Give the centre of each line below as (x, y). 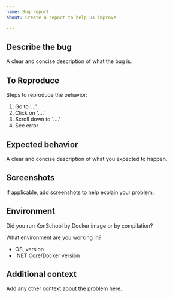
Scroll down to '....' (38, 119)
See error (27, 126)
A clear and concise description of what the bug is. (69, 61)
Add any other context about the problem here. (64, 288)
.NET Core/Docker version (47, 255)
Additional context (41, 274)
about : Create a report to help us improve (61, 17)
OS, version (29, 249)
